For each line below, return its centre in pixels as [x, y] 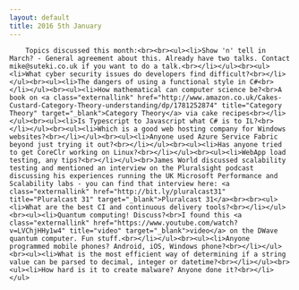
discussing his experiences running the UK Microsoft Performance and [144, 175]
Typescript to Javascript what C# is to [166, 121]
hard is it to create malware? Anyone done [139, 269]
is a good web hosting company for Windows [204, 129]
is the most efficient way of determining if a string [182, 254]
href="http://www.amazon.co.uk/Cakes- [209, 98]
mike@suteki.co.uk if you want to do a [84, 66]
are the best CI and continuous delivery [124, 207]
